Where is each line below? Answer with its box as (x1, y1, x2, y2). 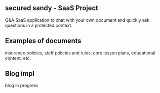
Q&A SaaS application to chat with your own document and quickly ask (5, 17, 150, 23)
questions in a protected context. (5, 22, 73, 28)
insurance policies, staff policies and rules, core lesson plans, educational (5, 49, 156, 56)
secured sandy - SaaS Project (5, 4, 98, 12)
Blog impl (5, 69, 35, 78)
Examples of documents (5, 37, 81, 45)
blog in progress (5, 83, 39, 89)
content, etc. (5, 55, 31, 61)
